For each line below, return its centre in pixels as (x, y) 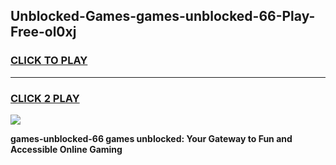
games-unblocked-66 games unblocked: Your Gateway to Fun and (151, 138)
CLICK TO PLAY (49, 61)
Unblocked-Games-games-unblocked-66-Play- (163, 16)
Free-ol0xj (43, 32)
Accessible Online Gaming (66, 149)
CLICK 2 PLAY (45, 98)
